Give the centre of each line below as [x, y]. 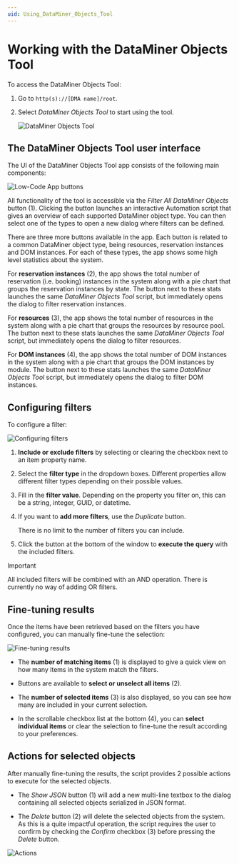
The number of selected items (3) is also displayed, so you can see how [124, 697]
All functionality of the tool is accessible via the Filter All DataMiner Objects [118, 201]
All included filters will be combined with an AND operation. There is [108, 580]
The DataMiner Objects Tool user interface [104, 148]
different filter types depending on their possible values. [100, 481]
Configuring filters [50, 407]
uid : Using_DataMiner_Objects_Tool [60, 14]
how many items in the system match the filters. [88, 669]
